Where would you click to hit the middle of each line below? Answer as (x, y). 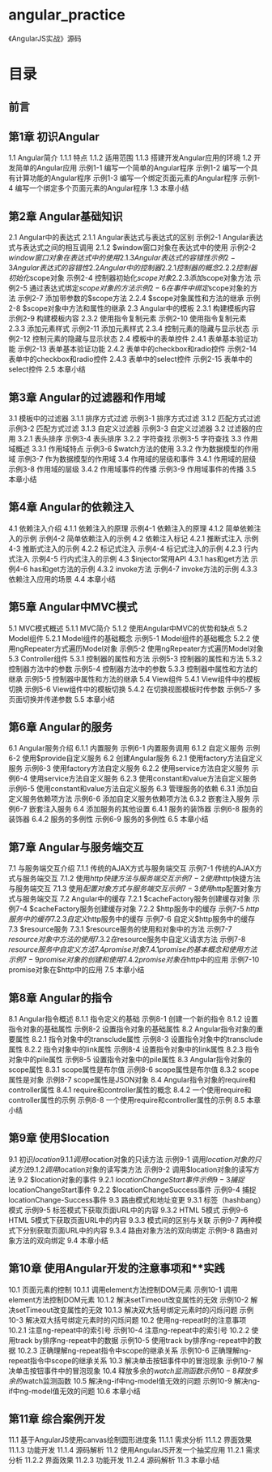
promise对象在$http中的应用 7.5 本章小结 (76, 970)
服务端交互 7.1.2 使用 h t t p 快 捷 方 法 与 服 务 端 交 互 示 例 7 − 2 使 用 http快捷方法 (141, 879)
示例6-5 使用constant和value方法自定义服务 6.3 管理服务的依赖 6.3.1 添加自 (134, 789)
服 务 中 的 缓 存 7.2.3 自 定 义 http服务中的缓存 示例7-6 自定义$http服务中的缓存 (132, 919)
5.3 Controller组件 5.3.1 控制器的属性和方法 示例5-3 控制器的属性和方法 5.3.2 (136, 658)
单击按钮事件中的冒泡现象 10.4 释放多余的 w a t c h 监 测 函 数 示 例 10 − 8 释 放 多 (137, 1371)
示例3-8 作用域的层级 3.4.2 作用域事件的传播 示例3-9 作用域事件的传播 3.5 (132, 469)
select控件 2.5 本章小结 (47, 369)
